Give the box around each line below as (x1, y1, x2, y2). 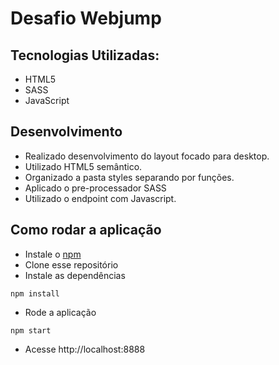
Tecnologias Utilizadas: (10, 47, 160, 64)
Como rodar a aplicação (10, 222, 162, 239)
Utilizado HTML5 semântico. (24, 160, 143, 172)
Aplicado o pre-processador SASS (24, 182, 167, 194)
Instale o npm (24, 248, 82, 260)
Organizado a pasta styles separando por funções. (24, 171, 235, 183)
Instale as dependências (24, 269, 126, 281)
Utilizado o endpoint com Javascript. (24, 192, 177, 204)
